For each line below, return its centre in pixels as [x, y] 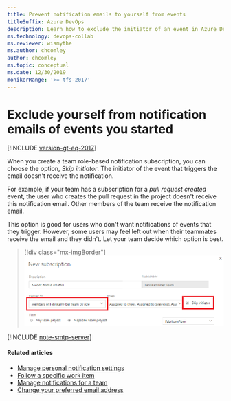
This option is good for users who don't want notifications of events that [109, 225]
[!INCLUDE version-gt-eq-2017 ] [52, 148]
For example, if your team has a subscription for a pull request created [107, 190]
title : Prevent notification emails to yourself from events [97, 14]
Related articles [30, 353]
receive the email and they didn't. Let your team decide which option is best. [115, 239]
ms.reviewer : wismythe [40, 44]
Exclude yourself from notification [107, 114]
